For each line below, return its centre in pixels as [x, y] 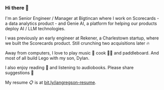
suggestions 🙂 [20, 73]
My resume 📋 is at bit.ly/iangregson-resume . [51, 83]
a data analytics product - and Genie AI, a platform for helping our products [81, 23]
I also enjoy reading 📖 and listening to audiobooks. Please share [69, 68]
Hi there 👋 [17, 8]
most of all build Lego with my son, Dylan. [47, 58]
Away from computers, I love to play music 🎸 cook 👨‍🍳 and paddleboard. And [82, 53]
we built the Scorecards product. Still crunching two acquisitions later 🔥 [77, 43]
